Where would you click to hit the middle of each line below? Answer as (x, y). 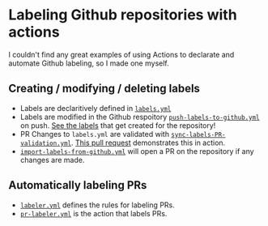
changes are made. (52, 160)
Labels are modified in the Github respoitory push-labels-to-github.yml (140, 117)
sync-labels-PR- (198, 134)
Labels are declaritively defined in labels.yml (96, 108)
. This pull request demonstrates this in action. (149, 143)
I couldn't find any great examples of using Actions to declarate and (121, 54)
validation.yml (46, 143)
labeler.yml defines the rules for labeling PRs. (98, 205)
